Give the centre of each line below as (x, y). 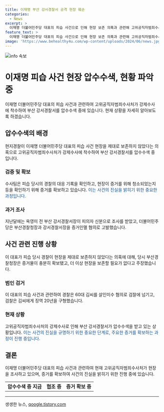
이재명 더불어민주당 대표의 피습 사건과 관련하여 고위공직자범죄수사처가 (72, 104)
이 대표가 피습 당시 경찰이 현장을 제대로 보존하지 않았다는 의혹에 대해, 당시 (75, 257)
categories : (17, 14)
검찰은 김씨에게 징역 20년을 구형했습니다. (44, 301)
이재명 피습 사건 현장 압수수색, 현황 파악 (79, 77)
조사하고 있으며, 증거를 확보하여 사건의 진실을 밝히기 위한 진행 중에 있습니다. (82, 374)
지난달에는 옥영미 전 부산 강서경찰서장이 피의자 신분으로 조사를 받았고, (72, 221)
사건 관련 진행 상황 (31, 244)
